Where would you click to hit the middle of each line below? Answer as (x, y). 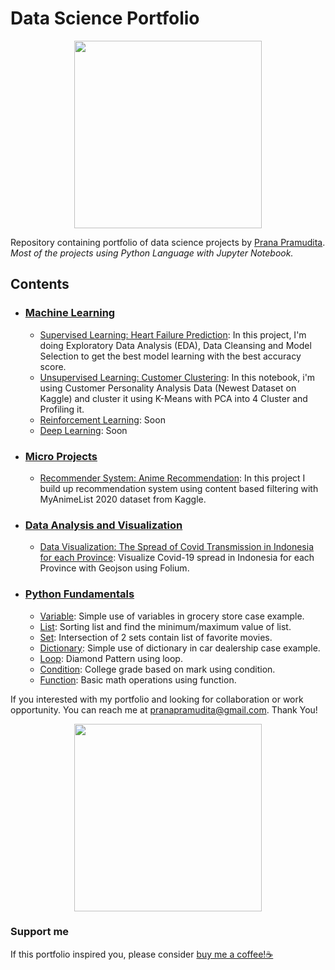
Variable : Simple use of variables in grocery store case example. (172, 616)
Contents (40, 284)
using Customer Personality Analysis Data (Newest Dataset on (168, 388)
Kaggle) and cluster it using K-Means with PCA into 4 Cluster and (173, 398)
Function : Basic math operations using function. (138, 679)
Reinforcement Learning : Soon (102, 419)
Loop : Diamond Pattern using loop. (111, 658)
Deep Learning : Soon (83, 430)
